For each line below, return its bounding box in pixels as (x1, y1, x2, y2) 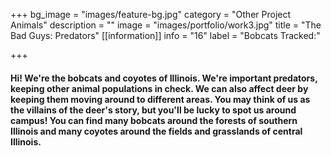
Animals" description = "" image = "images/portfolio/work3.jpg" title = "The (10, 19, 322, 31)
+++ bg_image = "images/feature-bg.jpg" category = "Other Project (10, 9, 292, 20)
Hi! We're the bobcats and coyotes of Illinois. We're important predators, (10, 72, 318, 84)
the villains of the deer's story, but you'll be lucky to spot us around (10, 104, 297, 116)
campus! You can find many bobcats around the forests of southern (10, 114, 298, 126)
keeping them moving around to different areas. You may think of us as (10, 93, 311, 105)
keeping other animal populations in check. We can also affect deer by (10, 82, 309, 94)
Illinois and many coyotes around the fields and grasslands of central (10, 125, 303, 137)
